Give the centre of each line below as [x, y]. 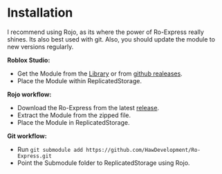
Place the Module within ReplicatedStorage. [79, 80]
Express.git [34, 156]
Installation [40, 13]
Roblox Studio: [29, 60]
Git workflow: [27, 136]
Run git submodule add [50, 149]
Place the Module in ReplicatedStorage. [73, 122]
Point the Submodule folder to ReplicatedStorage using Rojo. [103, 163]
